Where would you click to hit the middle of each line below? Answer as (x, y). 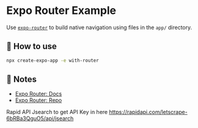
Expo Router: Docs (38, 94)
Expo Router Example (61, 11)
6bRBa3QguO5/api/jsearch (40, 118)
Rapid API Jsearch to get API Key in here (57, 112)
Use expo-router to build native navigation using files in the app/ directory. (99, 27)
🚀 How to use (32, 46)
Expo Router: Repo (39, 100)
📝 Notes (22, 79)
